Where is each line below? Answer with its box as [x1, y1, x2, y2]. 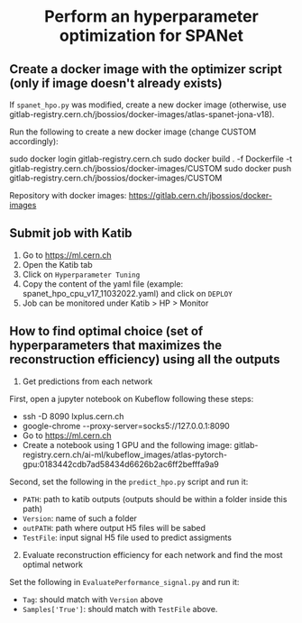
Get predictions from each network [22, 376, 153, 387]
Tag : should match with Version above [22, 593, 164, 605]
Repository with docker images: [9, 190, 127, 200]
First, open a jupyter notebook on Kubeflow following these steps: [9, 393, 254, 404]
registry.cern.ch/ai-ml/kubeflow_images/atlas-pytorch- [22, 449, 228, 460]
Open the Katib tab [22, 259, 93, 270]
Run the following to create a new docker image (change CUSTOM [9, 126, 257, 137]
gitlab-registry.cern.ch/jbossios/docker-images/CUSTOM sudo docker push [9, 163, 291, 173]
